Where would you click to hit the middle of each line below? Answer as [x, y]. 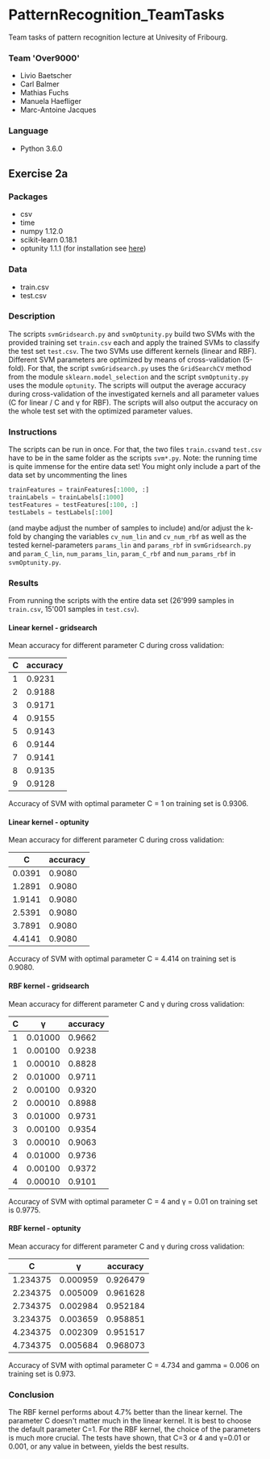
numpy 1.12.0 [41, 231]
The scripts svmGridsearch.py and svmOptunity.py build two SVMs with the [132, 334]
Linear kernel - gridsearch [53, 627]
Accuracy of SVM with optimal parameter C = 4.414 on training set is [122, 959]
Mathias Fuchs [44, 93]
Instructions [33, 431]
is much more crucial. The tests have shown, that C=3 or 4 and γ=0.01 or [129, 1438]
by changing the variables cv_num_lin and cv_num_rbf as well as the [135, 536]
